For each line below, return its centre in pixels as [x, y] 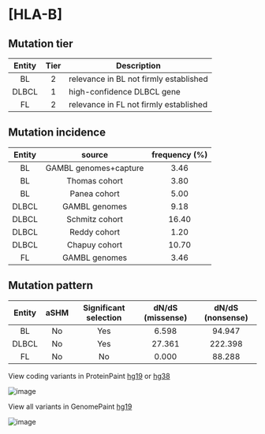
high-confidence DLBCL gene [125, 92]
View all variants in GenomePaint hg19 [70, 406]
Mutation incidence [57, 133]
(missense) [166, 317]
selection [104, 317]
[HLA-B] [35, 15]
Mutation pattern [50, 286]
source [95, 154]
